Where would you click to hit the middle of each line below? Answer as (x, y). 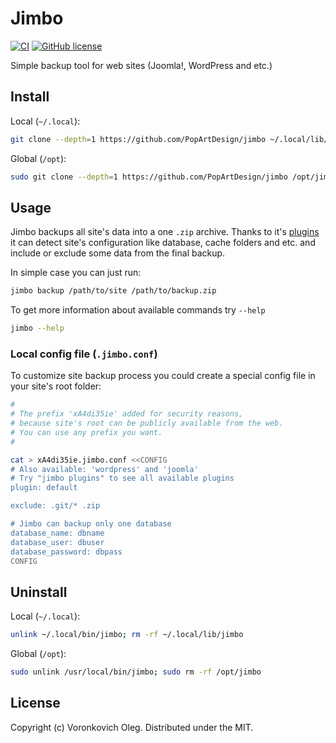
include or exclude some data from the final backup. (118, 253)
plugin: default (44, 488)
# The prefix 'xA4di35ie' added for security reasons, (127, 414)
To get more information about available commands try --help (138, 310)
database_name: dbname (57, 533)
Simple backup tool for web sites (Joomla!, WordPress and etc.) (141, 65)
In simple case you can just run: (76, 273)
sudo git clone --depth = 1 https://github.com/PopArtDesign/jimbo (149, 177)
